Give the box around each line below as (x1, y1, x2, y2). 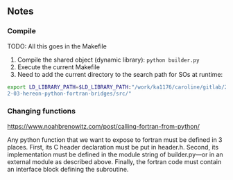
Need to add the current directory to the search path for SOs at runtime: (17, 70, 223, 78)
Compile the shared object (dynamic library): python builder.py (17, 55, 200, 64)
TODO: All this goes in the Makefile (7, 42, 107, 51)
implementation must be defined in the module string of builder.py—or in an (7, 150, 223, 159)
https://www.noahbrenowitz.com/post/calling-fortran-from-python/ (7, 122, 200, 130)
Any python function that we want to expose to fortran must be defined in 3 (7, 135, 223, 144)
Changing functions (7, 107, 76, 116)
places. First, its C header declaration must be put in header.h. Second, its (7, 143, 219, 151)
